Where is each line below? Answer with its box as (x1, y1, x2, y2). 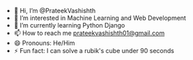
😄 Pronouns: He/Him (13, 39, 75, 47)
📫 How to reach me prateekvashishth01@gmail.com (13, 29, 165, 37)
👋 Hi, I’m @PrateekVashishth (13, 7, 96, 14)
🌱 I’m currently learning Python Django (13, 21, 125, 29)
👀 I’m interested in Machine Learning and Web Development (13, 14, 187, 22)
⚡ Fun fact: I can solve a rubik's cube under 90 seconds (13, 47, 174, 54)
